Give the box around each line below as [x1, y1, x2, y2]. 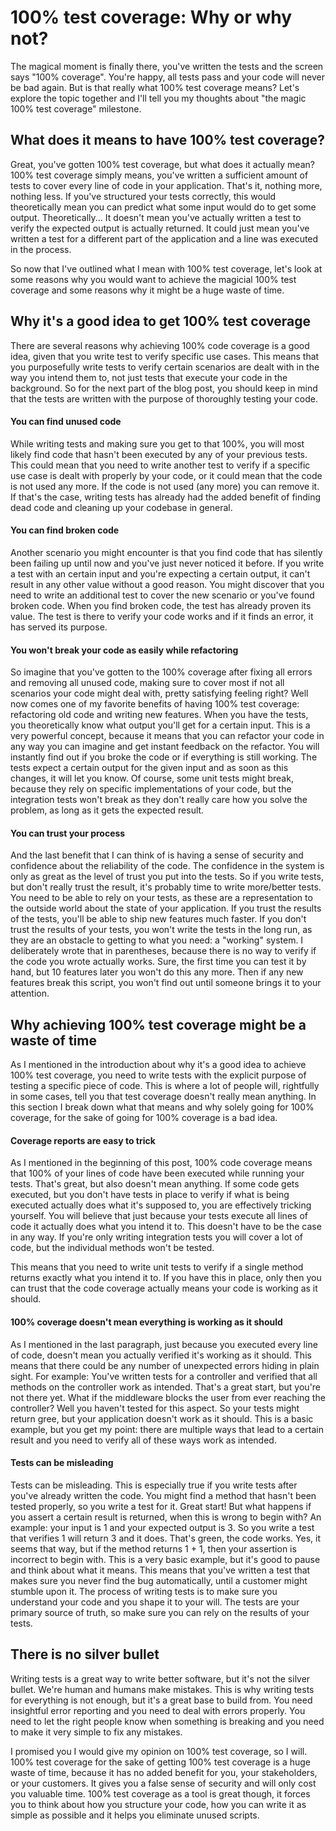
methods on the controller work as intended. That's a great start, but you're [10, 1381, 322, 1393]
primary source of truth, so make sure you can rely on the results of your [10, 1606, 310, 1618]
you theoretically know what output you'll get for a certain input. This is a [10, 719, 311, 731]
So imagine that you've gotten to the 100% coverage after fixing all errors [10, 666, 313, 678]
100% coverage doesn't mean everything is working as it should [10, 1316, 283, 1328]
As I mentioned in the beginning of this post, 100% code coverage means [10, 1157, 313, 1169]
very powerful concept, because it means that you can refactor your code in [10, 730, 325, 742]
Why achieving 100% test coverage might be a [10, 1016, 307, 1033]
